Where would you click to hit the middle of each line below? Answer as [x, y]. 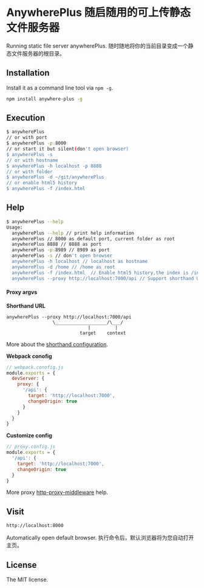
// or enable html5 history [42, 183]
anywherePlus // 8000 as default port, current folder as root [93, 238]
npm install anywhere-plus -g [45, 99]
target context [103, 333]
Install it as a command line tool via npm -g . [60, 88]
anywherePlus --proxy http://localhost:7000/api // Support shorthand [103, 278]
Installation [28, 73]
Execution [26, 118]
